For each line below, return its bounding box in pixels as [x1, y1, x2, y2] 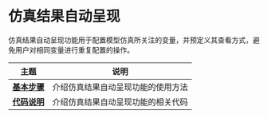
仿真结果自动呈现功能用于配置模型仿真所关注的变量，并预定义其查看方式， [8, 35, 253, 45]
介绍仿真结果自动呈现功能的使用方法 [52, 81, 189, 92]
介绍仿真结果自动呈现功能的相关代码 [52, 96, 189, 108]
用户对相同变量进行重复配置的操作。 [14, 45, 134, 54]
